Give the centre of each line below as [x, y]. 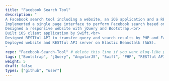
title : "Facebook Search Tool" [38, 10]
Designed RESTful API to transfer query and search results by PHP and [82, 38]
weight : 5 [16, 61]
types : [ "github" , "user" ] [33, 71]
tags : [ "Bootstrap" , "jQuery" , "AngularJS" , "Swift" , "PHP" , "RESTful [81, 57]
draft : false [19, 66]
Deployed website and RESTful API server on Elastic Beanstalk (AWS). [81, 43]
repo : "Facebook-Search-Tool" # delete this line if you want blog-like [83, 52]
